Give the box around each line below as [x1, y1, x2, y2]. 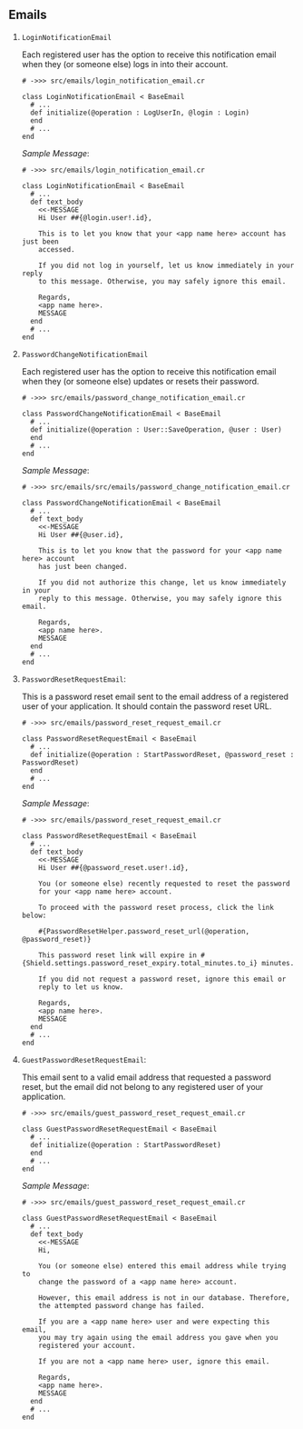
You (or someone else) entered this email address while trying [38, 1261, 287, 1271]
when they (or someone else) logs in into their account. [21, 58, 229, 69]
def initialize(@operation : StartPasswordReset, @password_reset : [30, 750, 295, 759]
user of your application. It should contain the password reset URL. [21, 700, 272, 712]
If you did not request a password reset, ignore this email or [38, 974, 287, 984]
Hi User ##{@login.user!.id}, [38, 213, 152, 222]
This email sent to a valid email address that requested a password [21, 1072, 271, 1083]
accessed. [38, 245, 75, 254]
